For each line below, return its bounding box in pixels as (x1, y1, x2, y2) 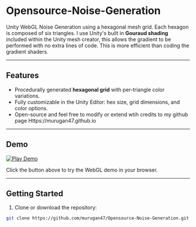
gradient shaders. (6, 48, 48, 55)
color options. (14, 104, 48, 111)
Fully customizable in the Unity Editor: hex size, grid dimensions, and (14, 98, 180, 106)
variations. (14, 92, 40, 99)
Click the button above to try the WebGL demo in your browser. (6, 166, 158, 173)
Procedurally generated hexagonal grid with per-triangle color (14, 86, 165, 93)
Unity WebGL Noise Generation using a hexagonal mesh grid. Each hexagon (6, 23, 189, 30)
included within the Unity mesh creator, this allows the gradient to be (6, 36, 171, 43)
